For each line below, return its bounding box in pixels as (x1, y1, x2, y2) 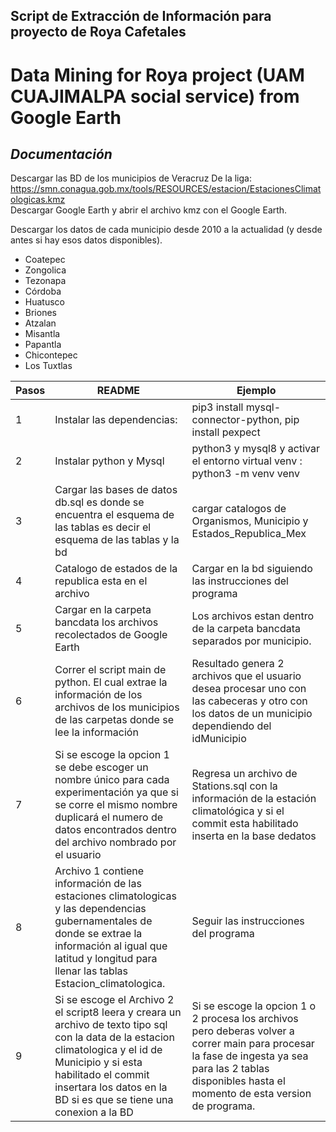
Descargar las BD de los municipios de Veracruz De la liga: (10, 172, 252, 184)
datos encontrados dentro (54, 823, 177, 837)
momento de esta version (191, 1087, 312, 1101)
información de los (54, 688, 143, 702)
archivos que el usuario (191, 669, 302, 683)
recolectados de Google (54, 628, 168, 642)
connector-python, (191, 413, 283, 427)
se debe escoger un (54, 760, 149, 774)
